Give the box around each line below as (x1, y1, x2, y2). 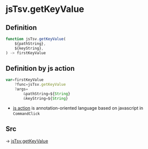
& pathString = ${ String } (23, 91, 71, 96)
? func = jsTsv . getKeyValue (14, 82, 66, 87)
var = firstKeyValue (5, 77, 44, 83)
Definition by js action (5, 64, 75, 73)
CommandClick (12, 111, 40, 116)
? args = (14, 87, 28, 92)
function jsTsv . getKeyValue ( (5, 36, 66, 41)
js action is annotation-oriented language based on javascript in (12, 105, 144, 111)
